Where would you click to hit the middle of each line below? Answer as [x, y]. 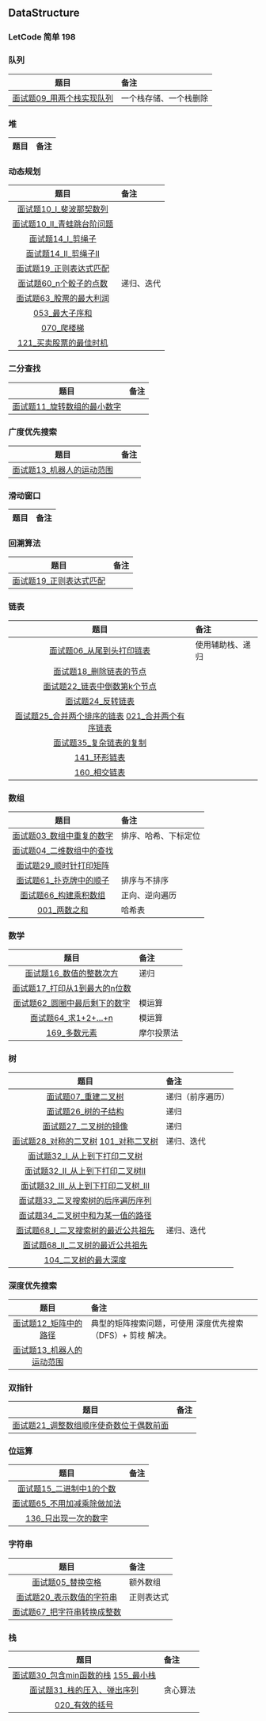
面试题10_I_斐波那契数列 [63, 209]
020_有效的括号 [84, 1705]
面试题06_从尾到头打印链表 [100, 650]
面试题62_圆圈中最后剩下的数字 [72, 1003]
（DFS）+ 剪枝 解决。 [131, 1335]
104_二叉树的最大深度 [85, 1260]
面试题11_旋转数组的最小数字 [67, 406]
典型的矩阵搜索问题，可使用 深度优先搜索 [167, 1323]
